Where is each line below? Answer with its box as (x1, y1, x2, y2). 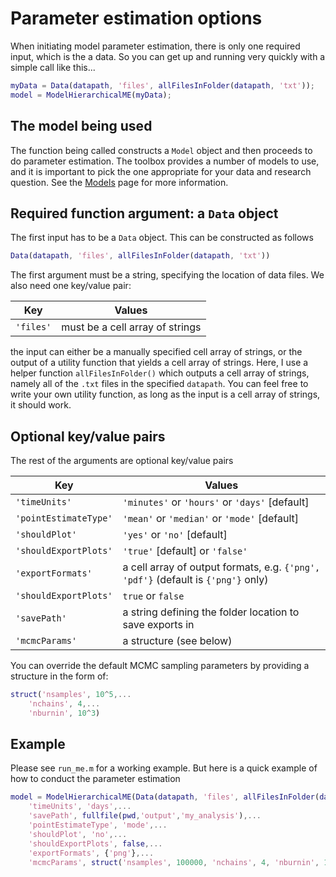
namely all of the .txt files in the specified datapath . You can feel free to (10, 378, 309, 390)
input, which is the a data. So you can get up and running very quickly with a (10, 50, 326, 62)
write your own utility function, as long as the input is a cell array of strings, (10, 388, 321, 401)
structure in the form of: (10, 670, 109, 682)
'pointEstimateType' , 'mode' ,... (28, 820, 168, 831)
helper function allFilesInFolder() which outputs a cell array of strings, (10, 367, 310, 379)
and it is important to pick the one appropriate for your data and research (10, 165, 312, 177)
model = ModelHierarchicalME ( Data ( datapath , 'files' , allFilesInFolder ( (10, 792, 320, 802)
